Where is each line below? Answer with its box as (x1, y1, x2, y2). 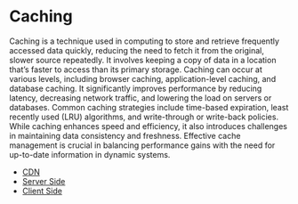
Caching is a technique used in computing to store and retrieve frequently (9, 36, 280, 46)
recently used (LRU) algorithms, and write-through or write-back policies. (9, 111, 278, 122)
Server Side (21, 175, 66, 186)
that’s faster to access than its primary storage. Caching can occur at (9, 64, 262, 75)
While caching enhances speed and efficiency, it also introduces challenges (9, 120, 287, 131)
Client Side (21, 185, 62, 196)
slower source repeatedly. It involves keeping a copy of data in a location (9, 54, 277, 65)
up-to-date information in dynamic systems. (9, 149, 171, 159)
